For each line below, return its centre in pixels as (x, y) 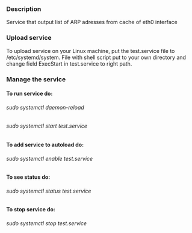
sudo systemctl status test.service (49, 191)
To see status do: (28, 177)
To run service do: (29, 94)
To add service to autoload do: (45, 144)
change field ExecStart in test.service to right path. (69, 64)
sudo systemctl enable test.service (50, 158)
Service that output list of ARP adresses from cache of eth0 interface (92, 22)
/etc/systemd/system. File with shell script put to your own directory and (96, 57)
